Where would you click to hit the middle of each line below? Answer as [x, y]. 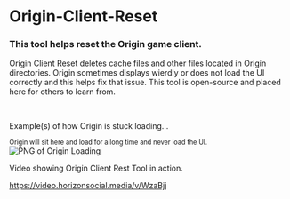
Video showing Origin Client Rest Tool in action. [97, 168]
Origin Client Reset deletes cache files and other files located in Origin [138, 63]
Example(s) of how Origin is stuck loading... [89, 126]
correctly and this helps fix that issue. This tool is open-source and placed [145, 83]
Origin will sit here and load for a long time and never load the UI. [108, 143]
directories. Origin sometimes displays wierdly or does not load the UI [137, 73]
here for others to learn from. [62, 92]
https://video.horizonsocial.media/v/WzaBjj [88, 186]
